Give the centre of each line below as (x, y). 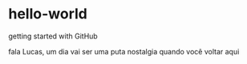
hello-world (48, 14)
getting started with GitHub (53, 36)
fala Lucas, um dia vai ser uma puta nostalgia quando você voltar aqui (124, 51)
